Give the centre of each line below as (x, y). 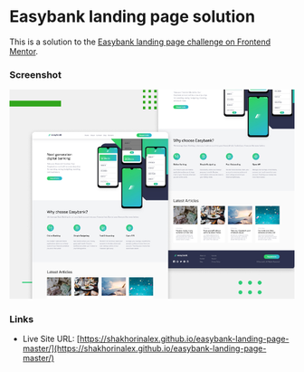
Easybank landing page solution (133, 17)
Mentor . (24, 51)
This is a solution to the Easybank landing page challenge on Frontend (140, 42)
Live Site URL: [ (51, 339)
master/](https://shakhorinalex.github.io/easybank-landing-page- (144, 348)
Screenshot (35, 74)
